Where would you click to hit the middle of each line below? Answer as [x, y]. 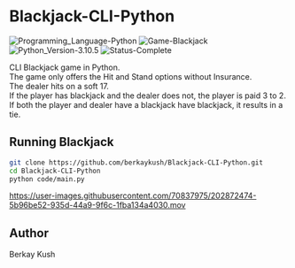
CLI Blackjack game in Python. [65, 67]
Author [29, 233]
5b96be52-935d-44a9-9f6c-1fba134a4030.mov [97, 205]
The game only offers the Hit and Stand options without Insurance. [131, 76]
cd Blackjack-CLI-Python [55, 171]
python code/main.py [47, 179]
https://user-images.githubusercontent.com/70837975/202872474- [133, 195]
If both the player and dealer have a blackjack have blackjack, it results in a [146, 104]
